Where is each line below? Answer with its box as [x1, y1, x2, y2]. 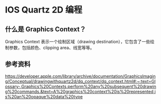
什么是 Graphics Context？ [5, 25, 86, 33]
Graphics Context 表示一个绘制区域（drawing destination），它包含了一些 [5, 39, 150, 44]
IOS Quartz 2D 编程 [5, 4, 83, 15]
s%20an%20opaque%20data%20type [5, 93, 83, 99]
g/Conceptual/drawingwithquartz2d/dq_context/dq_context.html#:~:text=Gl [5, 78, 156, 84]
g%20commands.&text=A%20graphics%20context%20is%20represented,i [5, 89, 156, 94]
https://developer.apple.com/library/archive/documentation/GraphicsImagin [5, 73, 156, 79]
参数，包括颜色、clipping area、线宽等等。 [9, 45, 95, 51]
